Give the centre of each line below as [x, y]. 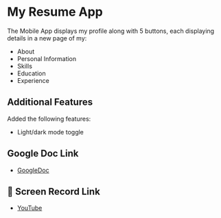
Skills [25, 66]
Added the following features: [49, 119]
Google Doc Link [43, 154]
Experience [33, 80]
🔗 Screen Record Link [54, 192]
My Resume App [55, 12]
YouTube [30, 208]
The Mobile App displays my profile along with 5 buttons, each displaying [111, 31]
